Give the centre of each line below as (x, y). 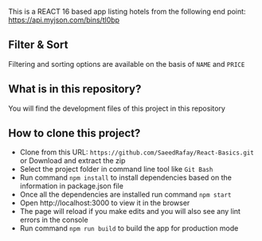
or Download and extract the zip (72, 161)
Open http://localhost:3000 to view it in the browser (105, 203)
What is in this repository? (75, 89)
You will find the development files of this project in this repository (117, 108)
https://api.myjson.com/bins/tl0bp (64, 20)
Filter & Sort (38, 45)
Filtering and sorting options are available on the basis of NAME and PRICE (127, 64)
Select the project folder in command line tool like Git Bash (116, 169)
